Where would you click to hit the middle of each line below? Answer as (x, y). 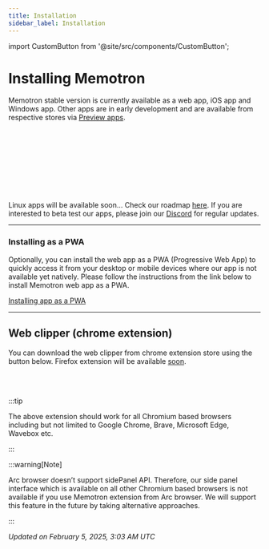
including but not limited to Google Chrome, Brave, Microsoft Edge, (119, 425)
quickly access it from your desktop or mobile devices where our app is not (133, 268)
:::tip (16, 401)
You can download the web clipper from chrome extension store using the (130, 353)
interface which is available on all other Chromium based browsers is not (128, 488)
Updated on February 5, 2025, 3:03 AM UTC (82, 536)
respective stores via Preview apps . (67, 118)
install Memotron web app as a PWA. (69, 285)
